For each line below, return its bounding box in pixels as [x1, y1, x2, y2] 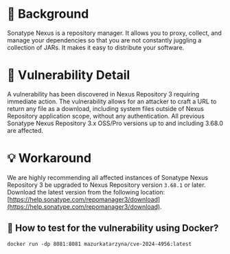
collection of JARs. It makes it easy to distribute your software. [7, 43, 185, 51]
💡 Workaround [7, 151, 91, 166]
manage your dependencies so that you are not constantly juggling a [7, 36, 202, 44]
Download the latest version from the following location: [7, 188, 165, 196]
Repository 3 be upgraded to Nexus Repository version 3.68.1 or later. [7, 181, 206, 189]
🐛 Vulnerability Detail [7, 68, 130, 83]
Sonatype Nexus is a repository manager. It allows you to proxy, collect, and [7, 29, 222, 37]
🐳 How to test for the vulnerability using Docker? [7, 223, 219, 234]
